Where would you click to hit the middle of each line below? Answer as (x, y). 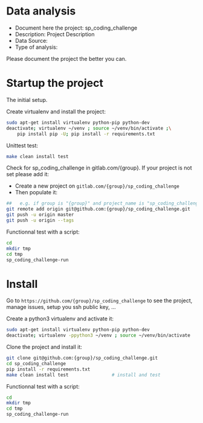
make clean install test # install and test (84, 375)
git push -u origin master (40, 215)
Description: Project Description (55, 34)
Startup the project (55, 83)
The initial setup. (27, 100)
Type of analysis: (36, 47)
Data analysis (41, 11)
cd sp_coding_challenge (36, 363)
